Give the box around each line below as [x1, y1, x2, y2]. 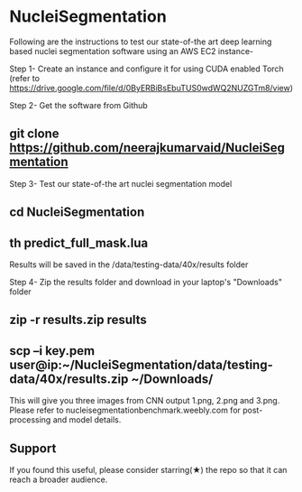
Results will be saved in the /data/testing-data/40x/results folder [9, 259, 249, 270]
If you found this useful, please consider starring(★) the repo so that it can [9, 464, 288, 475]
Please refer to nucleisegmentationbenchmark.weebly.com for [9, 404, 242, 416]
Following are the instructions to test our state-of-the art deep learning [9, 36, 272, 47]
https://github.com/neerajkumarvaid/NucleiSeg [9, 140, 286, 155]
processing [9, 414, 51, 425]
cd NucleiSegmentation [9, 205, 145, 220]
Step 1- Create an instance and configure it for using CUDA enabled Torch [9, 63, 284, 74]
